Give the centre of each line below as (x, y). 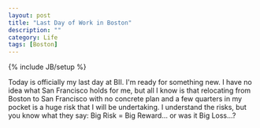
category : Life (33, 37)
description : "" (35, 30)
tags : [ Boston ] (33, 45)
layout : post (30, 15)
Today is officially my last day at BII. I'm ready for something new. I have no (130, 82)
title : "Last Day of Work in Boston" (70, 23)
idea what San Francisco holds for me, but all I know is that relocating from (130, 90)
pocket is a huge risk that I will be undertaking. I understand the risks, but (127, 108)
